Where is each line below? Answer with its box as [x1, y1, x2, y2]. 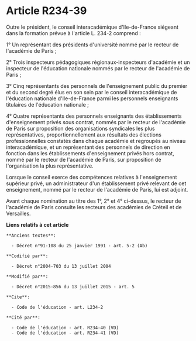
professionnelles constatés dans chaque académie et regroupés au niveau [6, 137, 186, 144]
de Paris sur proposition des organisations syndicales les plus [6, 125, 155, 132]
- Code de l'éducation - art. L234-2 [11, 304, 104, 310]
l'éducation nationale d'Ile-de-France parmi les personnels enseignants [6, 95, 178, 102]
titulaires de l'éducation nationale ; [6, 101, 89, 108]
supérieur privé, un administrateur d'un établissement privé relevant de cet [6, 180, 187, 187]
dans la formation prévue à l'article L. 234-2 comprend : [6, 29, 142, 36]
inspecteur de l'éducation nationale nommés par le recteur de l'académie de [6, 64, 190, 71]
